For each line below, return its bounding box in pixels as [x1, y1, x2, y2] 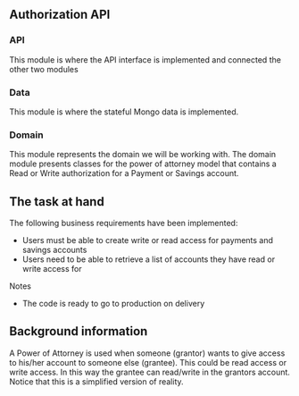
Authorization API [9, 7, 111, 22]
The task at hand [9, 194, 104, 209]
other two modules [9, 63, 79, 74]
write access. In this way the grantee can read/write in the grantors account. [9, 367, 290, 377]
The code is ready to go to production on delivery [21, 299, 205, 309]
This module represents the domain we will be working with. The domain [9, 149, 277, 160]
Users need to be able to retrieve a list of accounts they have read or [21, 254, 275, 265]
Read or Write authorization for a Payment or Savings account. [9, 168, 239, 179]
